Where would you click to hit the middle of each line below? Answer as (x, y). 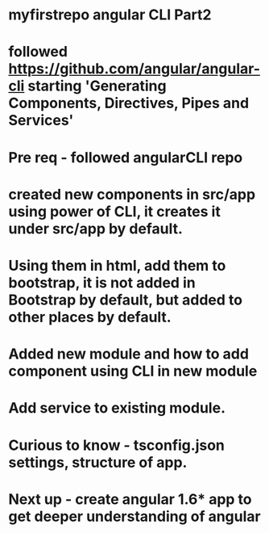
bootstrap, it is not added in (102, 282)
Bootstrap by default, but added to (126, 300)
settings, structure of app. (98, 462)
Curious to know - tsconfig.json (117, 445)
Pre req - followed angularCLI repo (126, 157)
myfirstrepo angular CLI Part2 (110, 15)
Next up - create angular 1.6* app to (130, 499)
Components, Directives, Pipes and (129, 103)
